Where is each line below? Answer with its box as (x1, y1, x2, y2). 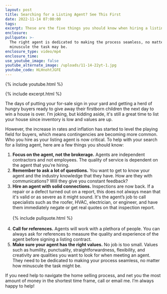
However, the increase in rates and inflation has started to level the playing (5, 126, 158, 132)
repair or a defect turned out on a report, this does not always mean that (12, 189, 161, 194)
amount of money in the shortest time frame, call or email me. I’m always (5, 278, 154, 284)
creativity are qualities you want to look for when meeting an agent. (12, 252, 151, 258)
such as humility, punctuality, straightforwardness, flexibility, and (12, 247, 145, 253)
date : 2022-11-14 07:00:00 (5, 16, 61, 21)
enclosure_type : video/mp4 (5, 49, 61, 54)
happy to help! (5, 283, 35, 289)
